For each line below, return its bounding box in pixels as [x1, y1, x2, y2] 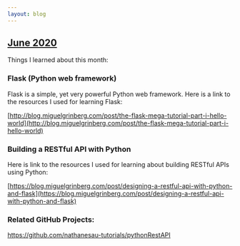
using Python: [7, 168, 49, 177]
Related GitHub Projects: [7, 215, 95, 225]
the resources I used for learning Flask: [7, 97, 123, 106]
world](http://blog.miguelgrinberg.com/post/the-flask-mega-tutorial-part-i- [7, 118, 229, 127]
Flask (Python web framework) [7, 73, 117, 83]
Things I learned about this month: [7, 56, 109, 64]
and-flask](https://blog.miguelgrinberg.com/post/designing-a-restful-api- [7, 190, 224, 198]
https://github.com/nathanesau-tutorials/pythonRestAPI [7, 231, 171, 240]
